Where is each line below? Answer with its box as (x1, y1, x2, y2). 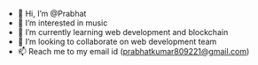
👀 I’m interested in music (17, 18, 108, 28)
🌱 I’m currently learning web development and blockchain (17, 27, 229, 37)
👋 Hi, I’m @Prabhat (17, 9, 87, 18)
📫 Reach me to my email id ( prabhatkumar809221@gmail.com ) (17, 47, 250, 56)
